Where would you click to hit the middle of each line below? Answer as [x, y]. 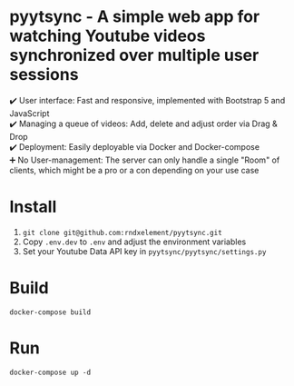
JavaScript [29, 113]
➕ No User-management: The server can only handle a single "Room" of [145, 160]
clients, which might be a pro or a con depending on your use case [134, 170]
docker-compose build [50, 312]
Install [33, 207]
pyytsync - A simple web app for [135, 17]
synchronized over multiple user [134, 55]
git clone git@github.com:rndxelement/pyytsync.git [122, 233]
